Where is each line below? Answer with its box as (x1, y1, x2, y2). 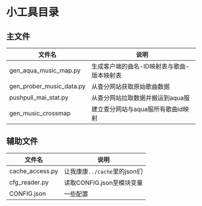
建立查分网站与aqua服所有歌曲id (91, 105, 183, 113)
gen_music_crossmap (9, 109, 71, 117)
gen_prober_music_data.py (9, 82, 86, 90)
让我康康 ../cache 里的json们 (64, 167, 143, 175)
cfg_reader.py (9, 178, 49, 186)
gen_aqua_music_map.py (9, 67, 81, 74)
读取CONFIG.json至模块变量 (64, 178, 143, 187)
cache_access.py (9, 166, 58, 175)
